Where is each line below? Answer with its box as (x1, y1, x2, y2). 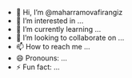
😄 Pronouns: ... (15, 53, 68, 63)
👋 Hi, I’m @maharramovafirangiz (15, 8, 123, 17)
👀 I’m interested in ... (15, 16, 84, 25)
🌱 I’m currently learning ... (15, 25, 102, 33)
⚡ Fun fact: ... (15, 62, 60, 72)
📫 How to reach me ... (15, 42, 90, 51)
